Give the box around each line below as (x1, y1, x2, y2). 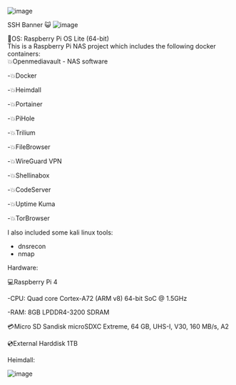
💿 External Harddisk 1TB (7, 339, 78, 347)
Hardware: (7, 264, 39, 272)
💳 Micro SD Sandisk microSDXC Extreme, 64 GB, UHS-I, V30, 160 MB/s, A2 (7, 322, 230, 331)
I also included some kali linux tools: (7, 228, 113, 237)
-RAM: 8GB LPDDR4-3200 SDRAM (7, 308, 110, 317)
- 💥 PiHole (7, 114, 35, 123)
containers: (7, 50, 41, 58)
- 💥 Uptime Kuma (7, 200, 56, 208)
